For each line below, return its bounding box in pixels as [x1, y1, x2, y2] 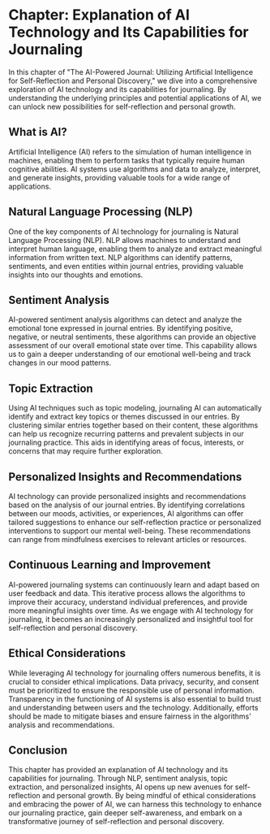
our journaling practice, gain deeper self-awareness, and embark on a [8, 808, 242, 818]
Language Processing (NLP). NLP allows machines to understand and [8, 235, 241, 245]
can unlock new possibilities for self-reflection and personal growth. [8, 102, 237, 111]
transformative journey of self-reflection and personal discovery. [8, 817, 225, 827]
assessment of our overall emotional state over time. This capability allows [8, 341, 258, 350]
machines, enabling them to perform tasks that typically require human [8, 155, 246, 165]
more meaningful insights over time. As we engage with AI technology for [8, 606, 254, 615]
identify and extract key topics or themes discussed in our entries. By [8, 412, 241, 422]
